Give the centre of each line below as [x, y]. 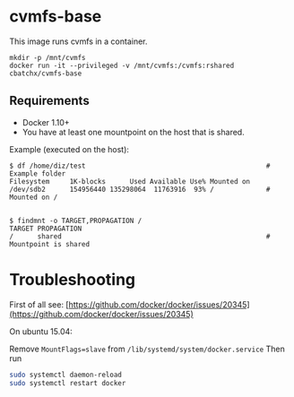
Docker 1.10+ [46, 122]
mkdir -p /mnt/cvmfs [48, 57]
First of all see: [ [39, 304]
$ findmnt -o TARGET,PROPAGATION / [76, 220]
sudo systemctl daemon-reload [66, 375]
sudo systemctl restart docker [68, 383]
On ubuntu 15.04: [41, 331]
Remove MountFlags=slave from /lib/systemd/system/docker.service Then [147, 349]
